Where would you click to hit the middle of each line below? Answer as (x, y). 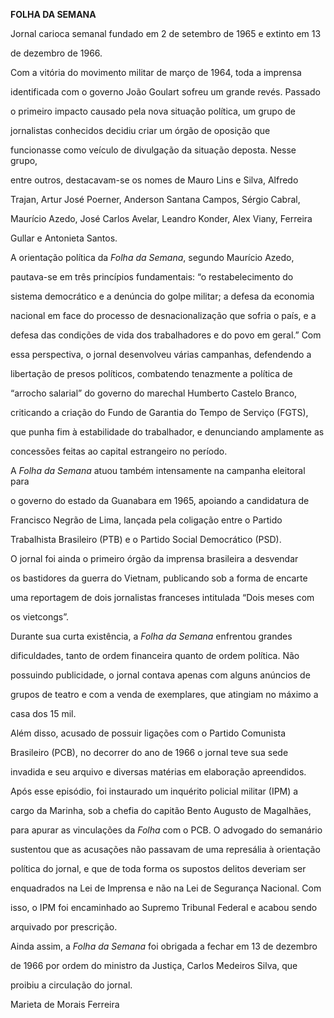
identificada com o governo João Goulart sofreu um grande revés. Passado (165, 92)
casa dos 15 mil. (43, 713)
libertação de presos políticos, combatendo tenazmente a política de (151, 373)
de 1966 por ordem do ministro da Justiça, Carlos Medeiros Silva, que (154, 965)
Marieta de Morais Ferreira (65, 1004)
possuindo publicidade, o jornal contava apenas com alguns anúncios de (160, 675)
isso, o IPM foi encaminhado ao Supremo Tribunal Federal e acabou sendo (164, 907)
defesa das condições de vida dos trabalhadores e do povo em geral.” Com (166, 335)
